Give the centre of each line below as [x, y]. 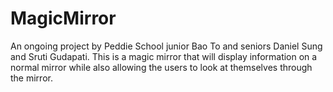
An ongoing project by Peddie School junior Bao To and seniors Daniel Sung [166, 46]
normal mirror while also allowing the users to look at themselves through [161, 67]
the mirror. [31, 78]
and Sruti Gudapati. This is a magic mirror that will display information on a [164, 56]
